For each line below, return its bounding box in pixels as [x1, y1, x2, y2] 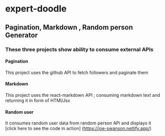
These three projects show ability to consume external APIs [5, 46, 154, 53]
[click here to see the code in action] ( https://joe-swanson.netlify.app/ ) [5, 125, 152, 131]
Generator [5, 31, 38, 39]
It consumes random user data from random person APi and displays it [5, 120, 151, 126]
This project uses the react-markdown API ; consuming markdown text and [5, 92, 160, 98]
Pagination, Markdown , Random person [5, 23, 133, 32]
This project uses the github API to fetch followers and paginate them [5, 69, 148, 75]
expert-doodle [5, 3, 67, 15]
